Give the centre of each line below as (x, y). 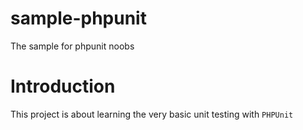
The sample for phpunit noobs (72, 46)
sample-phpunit (78, 18)
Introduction (63, 86)
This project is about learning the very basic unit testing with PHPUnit (152, 114)
